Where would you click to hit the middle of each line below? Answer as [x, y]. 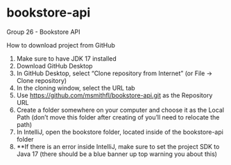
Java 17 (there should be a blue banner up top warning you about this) [117, 154]
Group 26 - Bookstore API [43, 32]
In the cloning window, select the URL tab [76, 88]
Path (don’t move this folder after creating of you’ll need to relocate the [118, 117]
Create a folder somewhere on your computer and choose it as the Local [120, 110]
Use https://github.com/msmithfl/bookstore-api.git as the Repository [114, 95]
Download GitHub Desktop [54, 66]
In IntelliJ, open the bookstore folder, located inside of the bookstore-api [120, 132]
